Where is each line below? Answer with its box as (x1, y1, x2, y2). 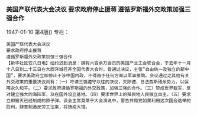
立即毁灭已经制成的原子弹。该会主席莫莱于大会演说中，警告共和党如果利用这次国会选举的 (6, 98, 191, 104)
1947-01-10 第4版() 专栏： (6, 28, 70, 36)
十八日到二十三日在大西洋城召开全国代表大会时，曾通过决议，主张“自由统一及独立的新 (6, 67, 185, 73)
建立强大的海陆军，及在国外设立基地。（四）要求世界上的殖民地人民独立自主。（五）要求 (10, 91, 191, 98)
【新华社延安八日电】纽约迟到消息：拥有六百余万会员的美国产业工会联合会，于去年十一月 (6, 60, 191, 66)
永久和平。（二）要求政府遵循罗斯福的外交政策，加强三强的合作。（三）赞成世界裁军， (10, 86, 187, 91)
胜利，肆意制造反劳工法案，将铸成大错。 (6, 104, 90, 110)
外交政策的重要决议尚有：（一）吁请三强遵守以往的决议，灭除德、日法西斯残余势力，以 (6, 79, 185, 85)
